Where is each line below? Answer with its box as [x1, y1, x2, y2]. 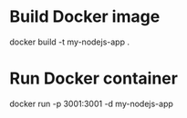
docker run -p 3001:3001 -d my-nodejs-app [9, 98, 173, 109]
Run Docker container [9, 68, 178, 89]
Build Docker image [9, 6, 161, 27]
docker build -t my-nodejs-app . [9, 36, 130, 47]
